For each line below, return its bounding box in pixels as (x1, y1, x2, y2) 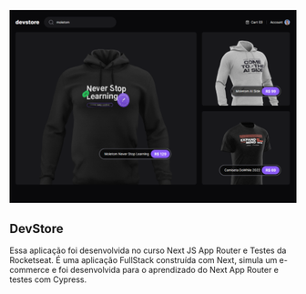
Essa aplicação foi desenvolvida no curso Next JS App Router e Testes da (9, 245, 287, 256)
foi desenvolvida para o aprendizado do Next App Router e (58, 264, 280, 275)
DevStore (9, 220, 64, 237)
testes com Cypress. (9, 274, 87, 285)
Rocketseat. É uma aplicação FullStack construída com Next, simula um (9, 254, 278, 265)
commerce (9, 264, 50, 275)
